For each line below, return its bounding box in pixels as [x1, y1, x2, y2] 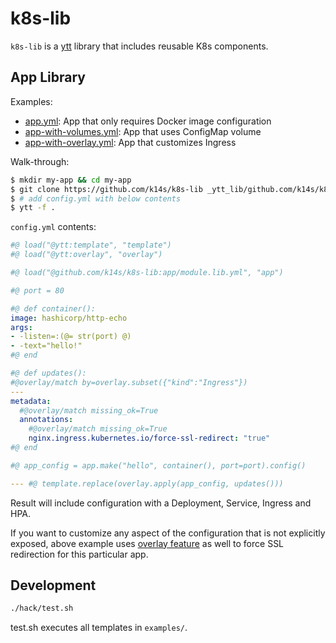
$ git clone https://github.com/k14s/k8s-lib [10, 184, 203, 194]
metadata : [10, 396, 52, 406]
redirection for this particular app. [10, 548, 149, 560]
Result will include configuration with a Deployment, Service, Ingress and [10, 497, 312, 509]
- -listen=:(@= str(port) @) [10, 332, 132, 342]
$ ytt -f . [10, 203, 56, 213]
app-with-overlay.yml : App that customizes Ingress [24, 136, 237, 148]
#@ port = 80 [10, 285, 65, 296]
